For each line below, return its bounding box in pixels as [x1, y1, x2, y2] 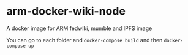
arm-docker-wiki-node [6, 4, 126, 18]
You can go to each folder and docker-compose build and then [6, 36, 163, 43]
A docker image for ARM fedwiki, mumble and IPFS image [6, 24, 152, 32]
